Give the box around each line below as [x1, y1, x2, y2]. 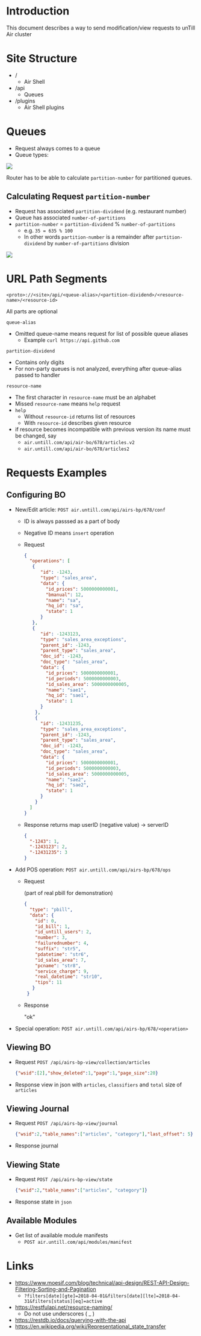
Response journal [14, 1142, 58, 1149]
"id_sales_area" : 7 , [35, 957, 87, 963]
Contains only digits [14, 359, 64, 366]
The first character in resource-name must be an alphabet [14, 394, 156, 401]
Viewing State [6, 1159, 60, 1170]
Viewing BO [6, 1043, 51, 1053]
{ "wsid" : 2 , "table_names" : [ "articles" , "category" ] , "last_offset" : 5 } [14, 1131, 194, 1137]
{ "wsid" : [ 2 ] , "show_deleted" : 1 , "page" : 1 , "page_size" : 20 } [14, 1070, 158, 1076]
